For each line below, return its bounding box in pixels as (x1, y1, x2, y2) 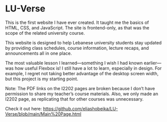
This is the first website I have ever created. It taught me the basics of (5, 19, 149, 25)
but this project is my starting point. (5, 76, 78, 82)
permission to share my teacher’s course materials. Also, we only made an (5, 91, 158, 97)
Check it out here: (5, 106, 42, 112)
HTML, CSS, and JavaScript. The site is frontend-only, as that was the (5, 24, 149, 30)
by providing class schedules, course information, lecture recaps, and (5, 45, 149, 51)
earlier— (143, 60, 161, 66)
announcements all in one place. (5, 50, 72, 56)
